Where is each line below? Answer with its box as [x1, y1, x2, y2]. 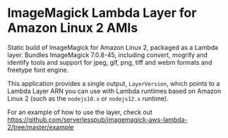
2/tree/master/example [7, 123, 74, 131]
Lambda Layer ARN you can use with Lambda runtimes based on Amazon [7, 87, 222, 95]
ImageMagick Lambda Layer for [7, 5, 197, 21]
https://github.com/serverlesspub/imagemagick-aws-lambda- [7, 115, 188, 124]
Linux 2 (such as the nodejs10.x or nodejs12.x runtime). [7, 94, 169, 103]
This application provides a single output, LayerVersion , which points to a [7, 79, 220, 87]
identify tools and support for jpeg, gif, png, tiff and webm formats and [7, 58, 212, 66]
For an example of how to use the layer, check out [7, 108, 153, 116]
